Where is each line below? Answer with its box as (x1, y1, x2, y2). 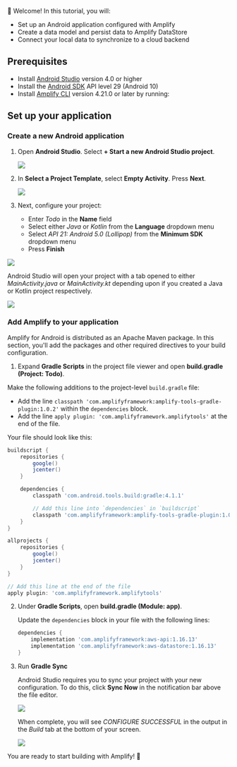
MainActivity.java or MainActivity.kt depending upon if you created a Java (7, 279, 223, 287)
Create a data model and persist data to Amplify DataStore (17, 28, 188, 36)
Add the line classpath (17, 397, 83, 405)
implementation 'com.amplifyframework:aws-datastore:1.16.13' (30, 643, 217, 650)
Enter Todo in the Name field (28, 215, 112, 223)
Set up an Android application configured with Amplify (17, 20, 176, 28)
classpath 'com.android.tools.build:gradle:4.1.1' (32, 493, 185, 500)
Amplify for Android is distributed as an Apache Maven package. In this (7, 333, 214, 342)
